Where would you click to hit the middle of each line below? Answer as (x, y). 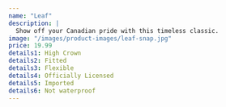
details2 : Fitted (38, 61)
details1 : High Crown (45, 53)
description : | (34, 23)
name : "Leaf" (30, 16)
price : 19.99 (30, 46)
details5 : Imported (41, 83)
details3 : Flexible (41, 68)
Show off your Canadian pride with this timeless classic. (117, 31)
